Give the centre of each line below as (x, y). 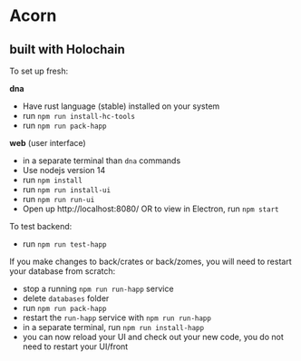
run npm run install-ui (67, 190)
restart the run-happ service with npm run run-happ (117, 317)
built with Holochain (67, 49)
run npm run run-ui (58, 199)
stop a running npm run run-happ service (98, 288)
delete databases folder (66, 298)
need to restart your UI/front (75, 346)
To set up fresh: (39, 71)
